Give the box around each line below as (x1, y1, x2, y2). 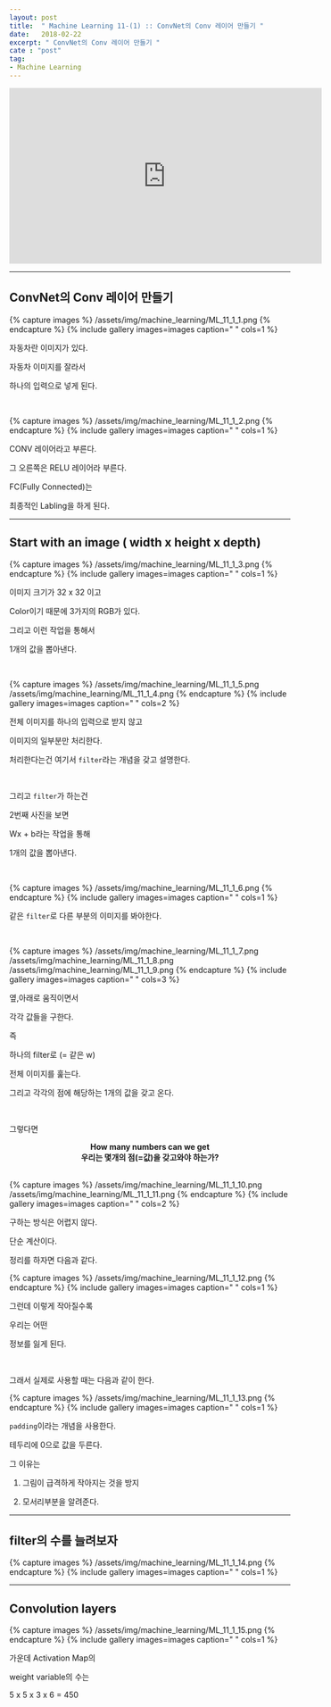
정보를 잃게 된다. (9, 1338, 67, 1349)
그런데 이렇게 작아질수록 (9, 1300, 94, 1311)
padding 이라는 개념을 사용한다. (9, 1420, 116, 1431)
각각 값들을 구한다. (9, 1011, 74, 1022)
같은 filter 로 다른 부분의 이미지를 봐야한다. (9, 910, 162, 920)
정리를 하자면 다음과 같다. (9, 1254, 98, 1265)
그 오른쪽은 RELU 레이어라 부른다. (9, 462, 128, 473)
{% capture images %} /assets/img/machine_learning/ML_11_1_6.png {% (9, 882, 273, 893)
